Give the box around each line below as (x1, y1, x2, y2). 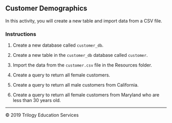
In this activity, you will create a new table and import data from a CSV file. (5, 17, 162, 24)
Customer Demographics (5, 4, 88, 13)
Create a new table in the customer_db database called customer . (12, 52, 148, 58)
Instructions (5, 30, 37, 37)
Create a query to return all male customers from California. (12, 82, 139, 88)
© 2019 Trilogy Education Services (5, 112, 79, 118)
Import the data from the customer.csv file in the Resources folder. (12, 62, 153, 68)
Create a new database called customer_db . (12, 42, 104, 48)
